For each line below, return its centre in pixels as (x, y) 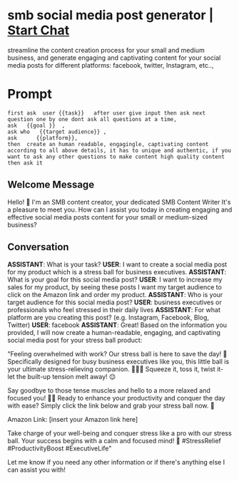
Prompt (30, 94)
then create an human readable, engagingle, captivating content (108, 144)
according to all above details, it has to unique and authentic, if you (119, 150)
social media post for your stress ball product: (75, 340)
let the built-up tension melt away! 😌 (62, 376)
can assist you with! (37, 470)
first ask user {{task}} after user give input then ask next (106, 113)
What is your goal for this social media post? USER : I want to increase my (115, 279)
